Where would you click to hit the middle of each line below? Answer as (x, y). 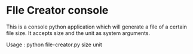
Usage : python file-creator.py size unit (54, 45)
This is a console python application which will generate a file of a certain (96, 27)
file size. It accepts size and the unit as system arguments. (78, 33)
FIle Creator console (57, 10)
